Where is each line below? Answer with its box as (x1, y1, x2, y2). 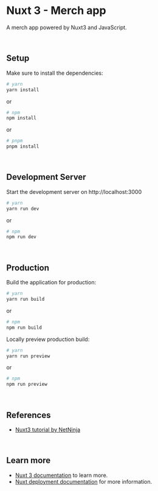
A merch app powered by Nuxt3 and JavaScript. (6, 24, 127, 31)
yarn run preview (6, 353, 50, 359)
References (6, 410, 51, 420)
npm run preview (6, 381, 47, 388)
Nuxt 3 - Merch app (6, 4, 106, 18)
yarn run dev (6, 205, 39, 211)
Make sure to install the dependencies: (6, 69, 103, 77)
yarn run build (6, 296, 45, 302)
